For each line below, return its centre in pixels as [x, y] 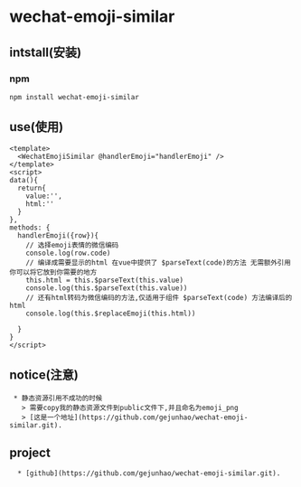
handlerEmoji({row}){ [58, 235]
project [30, 452]
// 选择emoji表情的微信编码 [72, 245]
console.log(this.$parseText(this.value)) [107, 288]
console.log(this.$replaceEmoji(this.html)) [111, 314]
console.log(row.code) [68, 253]
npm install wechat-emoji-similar [75, 97]
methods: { [30, 228]
